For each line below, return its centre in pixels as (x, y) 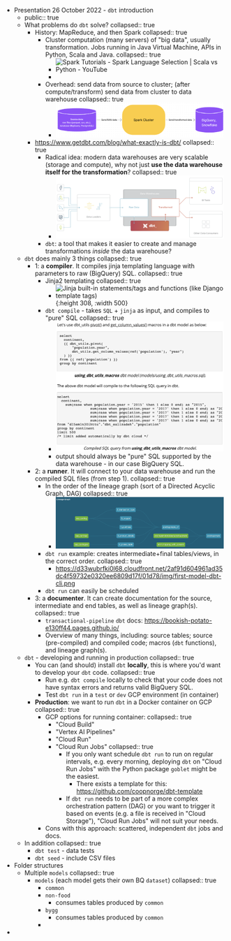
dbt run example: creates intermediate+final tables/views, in (132, 554)
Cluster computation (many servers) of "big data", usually (128, 40)
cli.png (65, 583)
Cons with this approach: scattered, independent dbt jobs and (134, 829)
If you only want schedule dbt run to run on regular (140, 754)
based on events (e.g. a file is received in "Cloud (136, 814)
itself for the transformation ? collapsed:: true (111, 172)
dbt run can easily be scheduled (92, 591)
